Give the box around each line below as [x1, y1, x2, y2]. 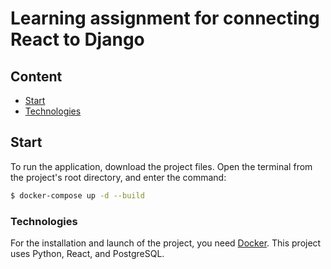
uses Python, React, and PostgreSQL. [10, 247, 165, 259]
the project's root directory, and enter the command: [10, 171, 227, 183]
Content [10, 68, 63, 85]
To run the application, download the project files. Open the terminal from [10, 160, 313, 172]
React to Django [10, 28, 145, 51]
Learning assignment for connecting [10, 7, 320, 30]
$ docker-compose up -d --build [10, 190, 145, 201]
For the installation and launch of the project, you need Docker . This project [10, 237, 322, 249]
